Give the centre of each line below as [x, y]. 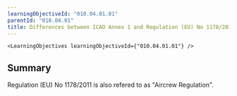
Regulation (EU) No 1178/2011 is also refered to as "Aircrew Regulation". [110, 85]
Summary [29, 68]
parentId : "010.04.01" [41, 20]
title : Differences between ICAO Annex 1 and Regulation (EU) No [105, 27]
